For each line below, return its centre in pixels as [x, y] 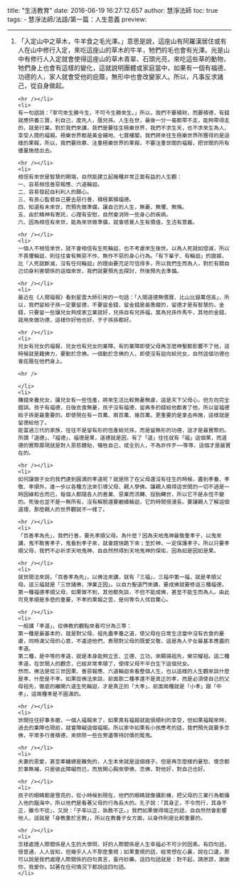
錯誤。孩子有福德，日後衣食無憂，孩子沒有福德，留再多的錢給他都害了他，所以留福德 [123, 408]
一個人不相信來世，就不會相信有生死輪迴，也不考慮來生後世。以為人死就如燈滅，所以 [123, 248]
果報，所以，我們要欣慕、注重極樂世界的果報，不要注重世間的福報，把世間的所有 [129, 143]
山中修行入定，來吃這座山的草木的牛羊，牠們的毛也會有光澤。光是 [127, 50]
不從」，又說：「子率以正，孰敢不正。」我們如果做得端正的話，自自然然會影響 [133, 810]
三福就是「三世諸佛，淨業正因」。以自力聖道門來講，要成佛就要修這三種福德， [131, 585]
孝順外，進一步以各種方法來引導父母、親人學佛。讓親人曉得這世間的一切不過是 [126, 487]
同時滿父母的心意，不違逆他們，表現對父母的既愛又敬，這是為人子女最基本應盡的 [129, 641]
